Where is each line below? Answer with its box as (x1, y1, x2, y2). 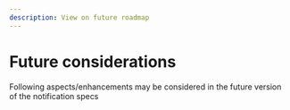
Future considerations (9, 51, 177, 72)
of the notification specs (9, 90, 99, 101)
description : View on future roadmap (9, 13, 150, 22)
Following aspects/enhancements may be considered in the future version (9, 81, 282, 92)
